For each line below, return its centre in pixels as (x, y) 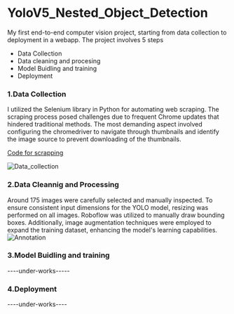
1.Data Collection (37, 94)
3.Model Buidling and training (58, 256)
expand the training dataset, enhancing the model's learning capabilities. (112, 230)
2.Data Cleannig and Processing (63, 185)
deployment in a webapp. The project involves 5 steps (85, 39)
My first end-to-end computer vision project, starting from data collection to (117, 32)
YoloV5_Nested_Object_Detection (108, 13)
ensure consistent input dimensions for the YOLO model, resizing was (108, 207)
